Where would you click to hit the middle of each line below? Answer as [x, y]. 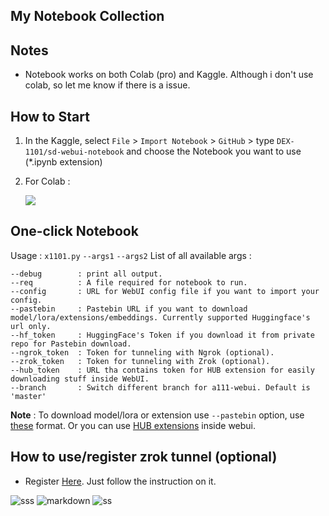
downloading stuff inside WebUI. [80, 379]
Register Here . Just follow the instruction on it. [120, 481]
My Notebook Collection [87, 16]
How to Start [50, 116]
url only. [31, 326]
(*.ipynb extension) [63, 162]
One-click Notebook [74, 231]
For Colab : [47, 181]
